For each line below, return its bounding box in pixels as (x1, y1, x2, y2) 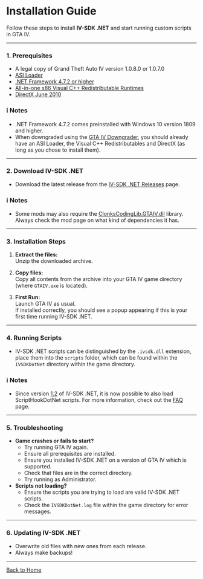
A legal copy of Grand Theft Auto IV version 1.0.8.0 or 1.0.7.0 (14, 65, 165, 73)
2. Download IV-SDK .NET (6, 167, 83, 175)
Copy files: (14, 269, 43, 276)
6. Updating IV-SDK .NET (6, 529, 81, 537)
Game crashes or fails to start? (14, 437, 94, 445)
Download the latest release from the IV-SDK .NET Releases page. (14, 180, 180, 188)
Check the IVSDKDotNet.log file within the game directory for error (24, 502, 188, 509)
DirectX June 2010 (14, 91, 62, 98)
